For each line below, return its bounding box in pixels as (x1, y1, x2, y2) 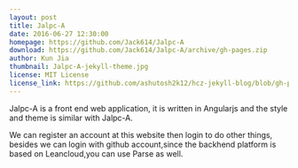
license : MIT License (9, 71, 90, 80)
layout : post (9, 12, 58, 22)
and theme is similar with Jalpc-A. (9, 112, 133, 123)
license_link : (9, 79, 62, 88)
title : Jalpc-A (9, 21, 66, 30)
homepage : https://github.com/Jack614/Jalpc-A (9, 37, 184, 47)
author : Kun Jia (9, 54, 69, 63)
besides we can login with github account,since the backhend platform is (9, 139, 277, 149)
